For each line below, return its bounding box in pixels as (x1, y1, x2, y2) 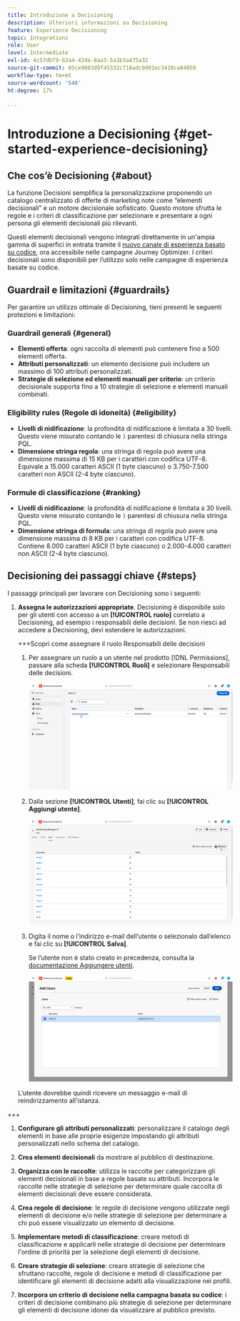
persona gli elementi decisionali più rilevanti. (7, 219, 138, 228)
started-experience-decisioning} (7, 141, 209, 157)
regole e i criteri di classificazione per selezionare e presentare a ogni (7, 211, 213, 220)
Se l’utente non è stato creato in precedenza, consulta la (28, 954, 195, 962)
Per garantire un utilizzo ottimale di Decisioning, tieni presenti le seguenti (7, 303, 222, 311)
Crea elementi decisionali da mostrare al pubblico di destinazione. (17, 1153, 215, 1162)
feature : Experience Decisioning (7, 26, 107, 34)
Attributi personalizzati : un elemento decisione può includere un (17, 359, 210, 368)
